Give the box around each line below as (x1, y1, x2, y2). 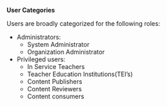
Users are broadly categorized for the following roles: (6, 20, 161, 27)
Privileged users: (16, 55, 66, 63)
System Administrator (27, 40, 90, 48)
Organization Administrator (27, 48, 106, 56)
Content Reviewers (27, 85, 82, 93)
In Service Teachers (27, 63, 85, 70)
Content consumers (27, 92, 85, 100)
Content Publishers (27, 77, 82, 86)
